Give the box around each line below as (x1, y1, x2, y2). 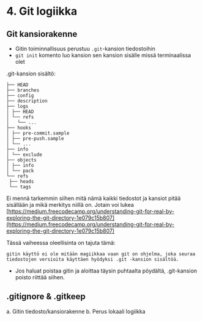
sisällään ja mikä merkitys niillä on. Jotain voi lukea (6, 201, 135, 208)
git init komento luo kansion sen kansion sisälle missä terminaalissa (15, 52, 191, 59)
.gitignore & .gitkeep (6, 292, 86, 302)
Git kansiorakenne (6, 29, 78, 39)
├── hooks (6, 125, 32, 131)
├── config (6, 93, 34, 99)
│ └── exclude (6, 152, 43, 158)
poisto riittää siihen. (15, 274, 65, 280)
